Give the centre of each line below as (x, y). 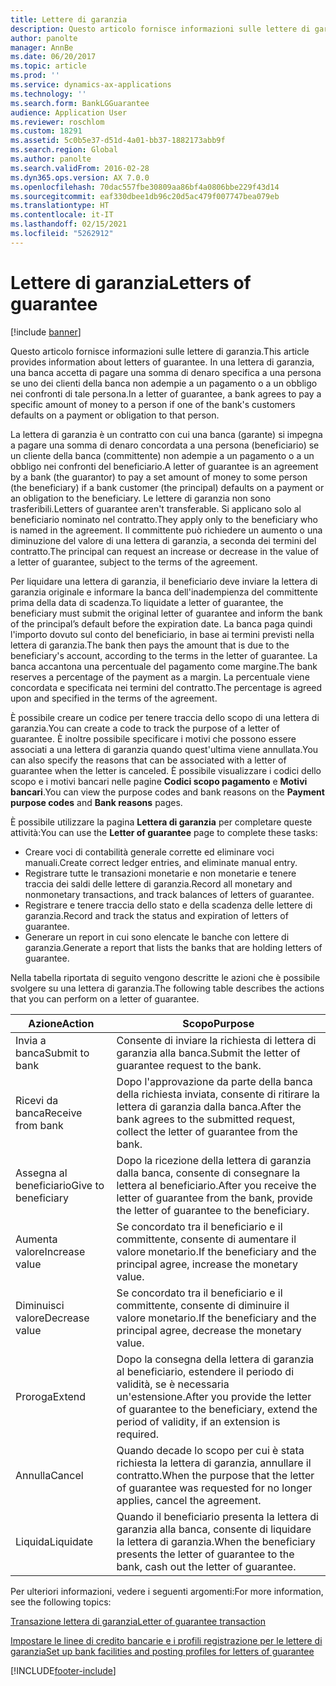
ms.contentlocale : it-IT (62, 215)
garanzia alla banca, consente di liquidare (214, 1529)
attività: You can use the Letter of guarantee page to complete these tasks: (164, 832)
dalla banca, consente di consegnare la (208, 1173)
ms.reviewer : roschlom (57, 122)
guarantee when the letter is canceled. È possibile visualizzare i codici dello (166, 770)
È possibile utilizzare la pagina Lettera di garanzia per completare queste (161, 822)
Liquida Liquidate (54, 1541)
